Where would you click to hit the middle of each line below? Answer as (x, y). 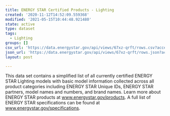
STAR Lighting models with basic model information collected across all (80, 81)
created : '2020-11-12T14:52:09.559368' (47, 15)
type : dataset (20, 29)
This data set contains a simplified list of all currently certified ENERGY (79, 76)
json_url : (16, 52)
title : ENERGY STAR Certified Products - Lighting (60, 10)
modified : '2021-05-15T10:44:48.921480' (49, 19)
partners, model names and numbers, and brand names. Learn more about (83, 92)
